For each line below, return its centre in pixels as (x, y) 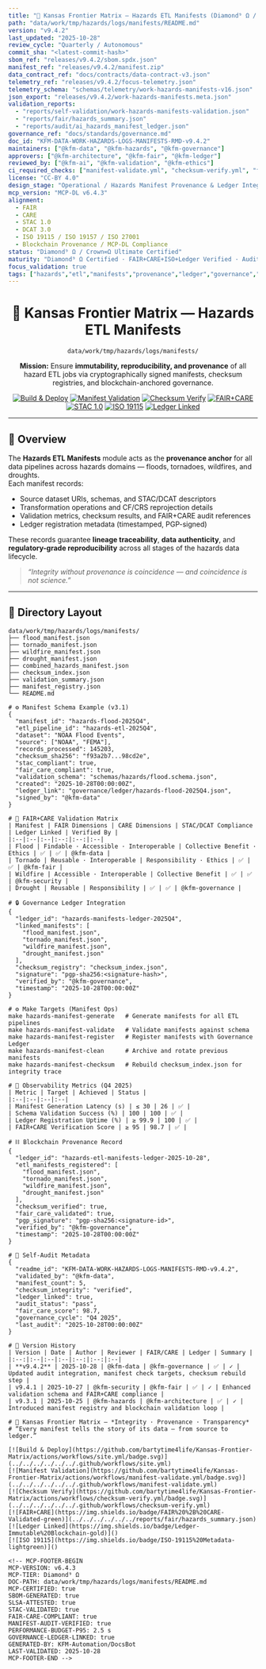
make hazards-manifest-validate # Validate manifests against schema (129, 1030)
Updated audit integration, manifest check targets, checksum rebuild (127, 1373)
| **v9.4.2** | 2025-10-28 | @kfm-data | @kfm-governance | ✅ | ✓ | (124, 1366)
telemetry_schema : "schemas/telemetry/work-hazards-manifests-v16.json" (131, 89)
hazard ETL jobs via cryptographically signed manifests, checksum (133, 375)
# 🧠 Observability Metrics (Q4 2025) (70, 1085)
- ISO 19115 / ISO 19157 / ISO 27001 (78, 237)
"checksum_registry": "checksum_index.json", (92, 967)
